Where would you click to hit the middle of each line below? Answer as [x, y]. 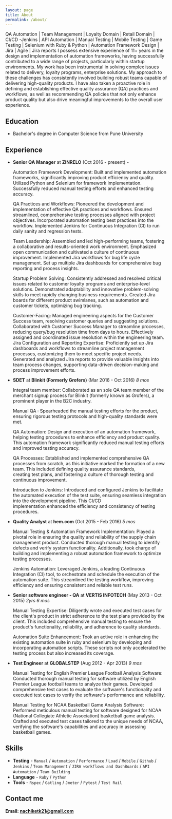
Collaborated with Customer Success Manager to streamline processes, [89, 326]
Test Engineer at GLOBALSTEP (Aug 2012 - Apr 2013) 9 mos [77, 663]
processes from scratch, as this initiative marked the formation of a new [89, 463]
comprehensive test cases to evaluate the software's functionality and [87, 689]
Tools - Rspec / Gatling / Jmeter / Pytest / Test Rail [67, 782]
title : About [19, 15]
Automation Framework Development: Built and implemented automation [90, 172]
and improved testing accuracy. [46, 448]
